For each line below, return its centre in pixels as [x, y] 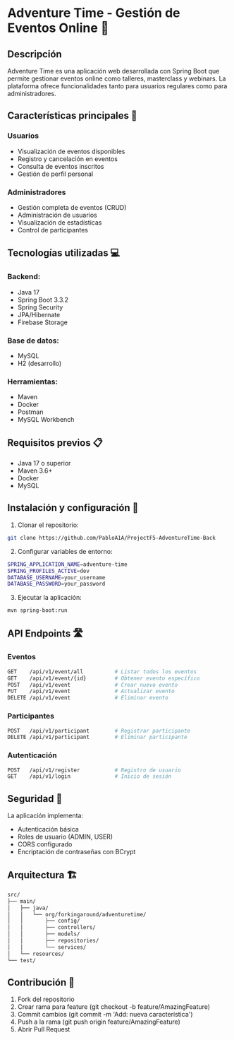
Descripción [35, 54]
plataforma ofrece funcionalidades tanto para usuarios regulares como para [117, 86]
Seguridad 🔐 [35, 799]
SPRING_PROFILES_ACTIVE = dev [49, 571]
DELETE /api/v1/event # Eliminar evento [88, 698]
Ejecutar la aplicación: [50, 598]
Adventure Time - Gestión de [94, 13]
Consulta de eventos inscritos [61, 166]
